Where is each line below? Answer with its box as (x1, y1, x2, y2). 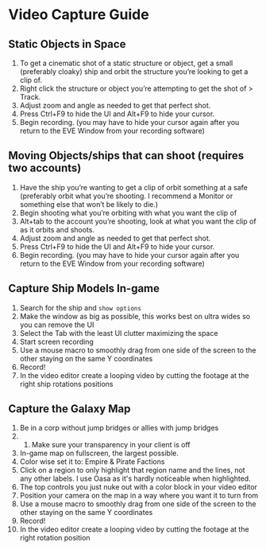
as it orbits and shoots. (19, 224, 95, 234)
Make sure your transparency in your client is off (31, 440, 191, 450)
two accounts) (8, 162, 82, 175)
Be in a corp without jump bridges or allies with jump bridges (19, 423, 219, 433)
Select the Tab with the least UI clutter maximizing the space (19, 328, 218, 337)
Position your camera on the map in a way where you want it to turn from (19, 491, 259, 501)
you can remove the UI (19, 320, 94, 330)
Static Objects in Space (8, 37, 126, 51)
